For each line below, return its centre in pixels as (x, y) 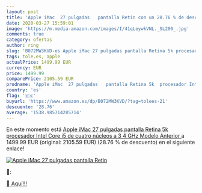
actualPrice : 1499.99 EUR (38, 62)
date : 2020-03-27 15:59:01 (40, 23)
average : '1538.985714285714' (44, 112)
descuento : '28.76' (31, 107)
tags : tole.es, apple (33, 57)
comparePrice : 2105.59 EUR (40, 79)
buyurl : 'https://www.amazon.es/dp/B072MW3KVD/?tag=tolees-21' (87, 101)
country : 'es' (24, 90)
